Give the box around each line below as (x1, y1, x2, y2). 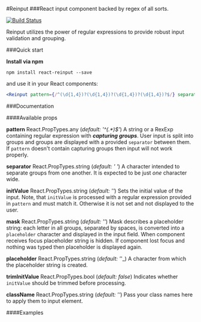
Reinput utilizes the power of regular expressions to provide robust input (6, 28, 184, 35)
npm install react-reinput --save (6, 70, 93, 76)
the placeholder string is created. (6, 261, 88, 269)
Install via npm (6, 58, 44, 65)
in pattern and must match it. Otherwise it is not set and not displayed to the (6, 200, 194, 207)
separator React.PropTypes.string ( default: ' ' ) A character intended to (6, 162, 180, 170)
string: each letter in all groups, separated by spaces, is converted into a (6, 224, 185, 231)
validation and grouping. (6, 35, 66, 41)
